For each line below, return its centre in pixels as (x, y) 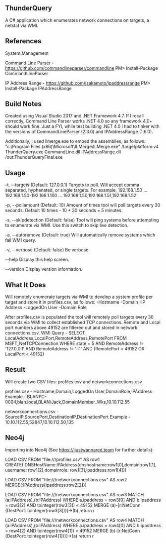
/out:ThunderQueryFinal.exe (34, 157)
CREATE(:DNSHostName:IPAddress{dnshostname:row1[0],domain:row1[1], (81, 464)
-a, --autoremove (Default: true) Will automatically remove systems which (80, 235)
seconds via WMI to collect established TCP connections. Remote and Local (83, 323)
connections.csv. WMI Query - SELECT (45, 333)
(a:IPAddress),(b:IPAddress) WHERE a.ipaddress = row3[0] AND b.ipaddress (83, 500)
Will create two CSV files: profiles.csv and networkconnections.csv (74, 381)
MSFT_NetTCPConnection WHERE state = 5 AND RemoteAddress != (75, 343)
